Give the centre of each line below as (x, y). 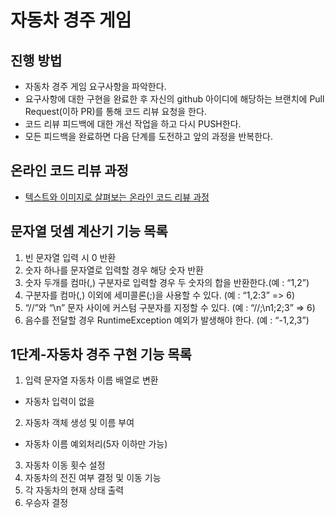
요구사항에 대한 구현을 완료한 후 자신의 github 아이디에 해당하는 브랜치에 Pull (174, 99)
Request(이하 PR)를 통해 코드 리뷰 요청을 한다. (115, 111)
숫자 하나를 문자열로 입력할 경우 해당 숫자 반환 (114, 270)
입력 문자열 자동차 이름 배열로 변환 (91, 380)
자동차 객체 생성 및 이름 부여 (79, 423)
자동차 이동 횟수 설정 (65, 465)
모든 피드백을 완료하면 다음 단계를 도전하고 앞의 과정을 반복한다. (148, 136)
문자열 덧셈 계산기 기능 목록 (89, 231)
